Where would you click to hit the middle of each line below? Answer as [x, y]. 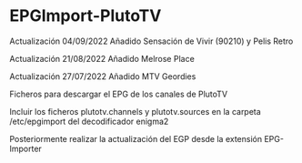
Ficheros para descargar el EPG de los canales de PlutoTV [119, 94]
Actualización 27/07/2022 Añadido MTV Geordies [103, 76]
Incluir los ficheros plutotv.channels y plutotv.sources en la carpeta [135, 111]
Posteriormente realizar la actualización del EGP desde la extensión [136, 138]
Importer [26, 148]
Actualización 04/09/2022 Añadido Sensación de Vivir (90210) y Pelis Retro [151, 41]
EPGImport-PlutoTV [86, 16]
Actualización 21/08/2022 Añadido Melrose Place [102, 58]
